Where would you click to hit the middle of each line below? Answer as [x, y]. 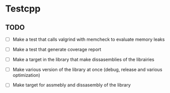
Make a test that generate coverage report [57, 50]
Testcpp [23, 9]
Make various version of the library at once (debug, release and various [87, 70]
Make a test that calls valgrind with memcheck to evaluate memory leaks [89, 39]
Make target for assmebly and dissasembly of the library [72, 85]
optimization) [26, 75]
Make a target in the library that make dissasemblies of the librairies [83, 60]
